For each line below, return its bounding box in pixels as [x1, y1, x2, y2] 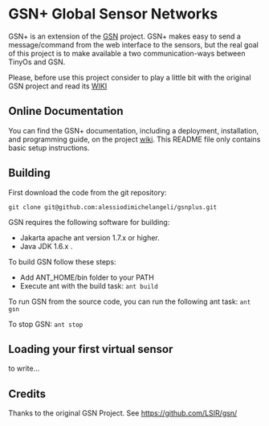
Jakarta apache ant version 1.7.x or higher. [19, 232, 161, 242]
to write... [8, 363, 40, 374]
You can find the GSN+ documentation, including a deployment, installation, [8, 125, 259, 135]
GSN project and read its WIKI [8, 81, 108, 91]
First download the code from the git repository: [8, 187, 167, 197]
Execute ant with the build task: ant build [19, 281, 158, 290]
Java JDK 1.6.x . [19, 241, 73, 251]
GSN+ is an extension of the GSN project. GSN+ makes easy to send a [8, 31, 241, 41]
